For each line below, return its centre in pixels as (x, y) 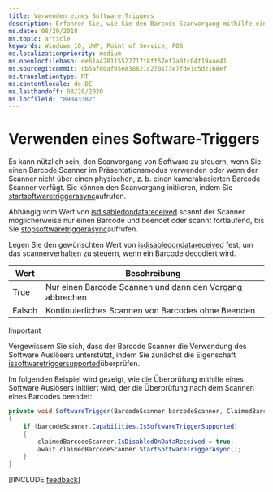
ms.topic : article (39, 39)
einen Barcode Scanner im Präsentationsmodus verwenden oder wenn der (133, 170)
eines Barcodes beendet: (50, 397)
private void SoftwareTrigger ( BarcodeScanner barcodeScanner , (116, 412)
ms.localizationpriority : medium (65, 54)
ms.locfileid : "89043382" (52, 99)
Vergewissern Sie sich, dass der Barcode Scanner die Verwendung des (128, 347)
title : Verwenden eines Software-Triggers (81, 16)
